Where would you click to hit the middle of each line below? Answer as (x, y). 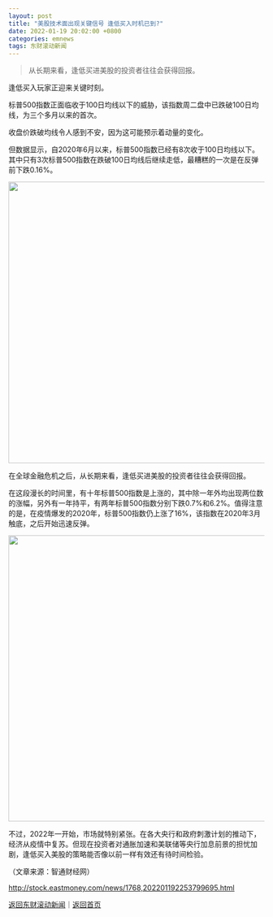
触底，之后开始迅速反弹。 (51, 524)
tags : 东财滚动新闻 (38, 46)
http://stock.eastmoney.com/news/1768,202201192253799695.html (121, 888)
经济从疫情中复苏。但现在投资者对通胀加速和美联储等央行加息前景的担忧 (129, 844)
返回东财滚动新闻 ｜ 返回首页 (55, 905)
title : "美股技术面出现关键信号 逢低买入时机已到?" (86, 24)
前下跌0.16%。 (33, 170)
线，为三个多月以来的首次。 (55, 115)
